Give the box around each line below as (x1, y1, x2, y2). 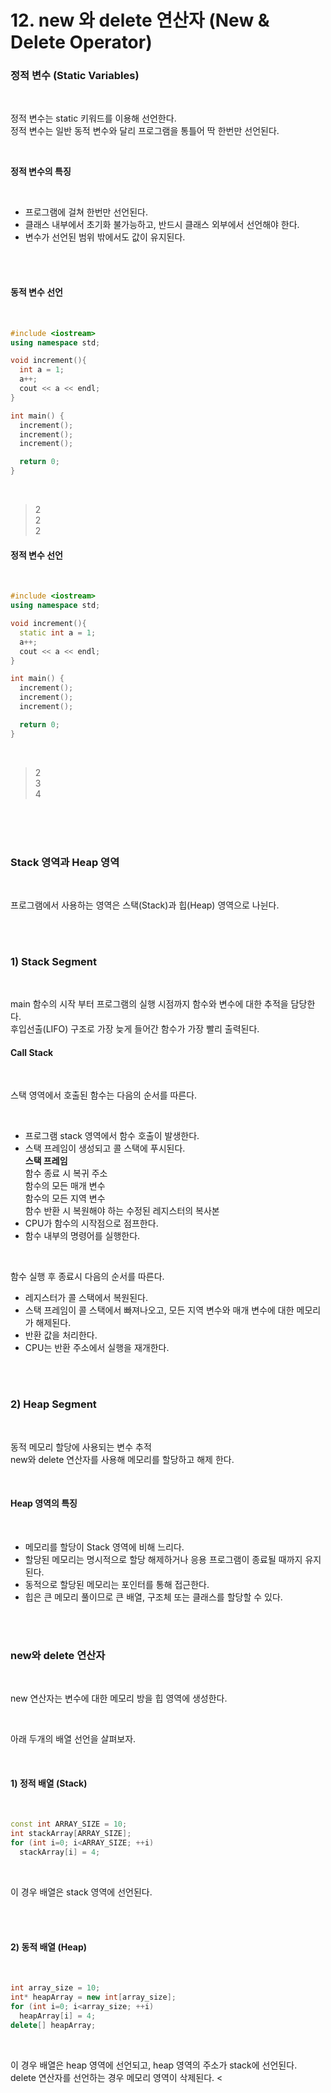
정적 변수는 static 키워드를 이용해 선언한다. (10, 112, 177, 125)
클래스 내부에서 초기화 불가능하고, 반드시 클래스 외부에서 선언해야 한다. (24, 219, 300, 231)
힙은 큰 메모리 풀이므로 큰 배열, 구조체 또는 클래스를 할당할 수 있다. (24, 1591, 283, 1603)
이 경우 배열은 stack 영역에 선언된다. (10, 1886, 153, 1898)
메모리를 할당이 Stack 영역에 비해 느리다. (24, 1541, 185, 1553)
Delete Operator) (10, 31, 153, 54)
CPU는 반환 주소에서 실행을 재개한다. (24, 1342, 170, 1354)
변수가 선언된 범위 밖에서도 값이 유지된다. (24, 231, 186, 243)
